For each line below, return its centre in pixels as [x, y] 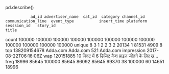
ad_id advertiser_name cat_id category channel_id [88, 17]
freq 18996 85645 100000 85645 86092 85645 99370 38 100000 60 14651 [85, 61]
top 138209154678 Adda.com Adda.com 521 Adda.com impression [76, 50]
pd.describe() [20, 7]
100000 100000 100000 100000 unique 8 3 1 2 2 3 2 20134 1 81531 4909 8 [84, 45]
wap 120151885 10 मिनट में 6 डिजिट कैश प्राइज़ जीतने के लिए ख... [101, 56]
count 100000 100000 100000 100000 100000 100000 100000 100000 [80, 40]
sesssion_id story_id [31, 26]
